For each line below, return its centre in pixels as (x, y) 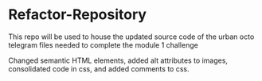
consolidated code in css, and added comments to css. (99, 68)
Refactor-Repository (78, 15)
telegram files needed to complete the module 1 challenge (104, 44)
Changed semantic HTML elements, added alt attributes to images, (118, 60)
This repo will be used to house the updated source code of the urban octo (131, 37)
